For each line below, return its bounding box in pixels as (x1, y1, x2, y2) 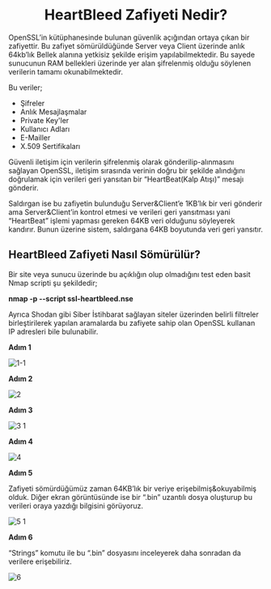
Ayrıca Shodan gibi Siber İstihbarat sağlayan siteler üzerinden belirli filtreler (8, 309, 259, 319)
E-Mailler (19, 132, 51, 143)
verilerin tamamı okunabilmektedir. (8, 66, 124, 76)
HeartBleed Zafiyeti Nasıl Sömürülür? (8, 248, 201, 262)
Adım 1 (8, 342, 32, 352)
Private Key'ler (19, 115, 70, 125)
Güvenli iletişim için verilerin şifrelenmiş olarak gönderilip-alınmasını (8, 156, 235, 167)
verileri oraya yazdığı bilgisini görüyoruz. (8, 501, 144, 510)
